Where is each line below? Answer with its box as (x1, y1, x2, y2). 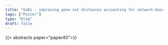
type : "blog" (5, 16, 32, 21)
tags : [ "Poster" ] (5, 12, 41, 17)
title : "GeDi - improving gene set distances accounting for (5, 7, 135, 12)
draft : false (5, 21, 32, 26)
